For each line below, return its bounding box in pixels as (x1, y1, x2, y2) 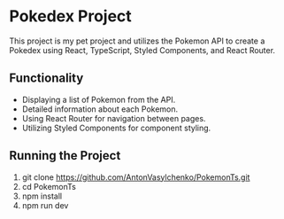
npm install (21, 191, 63, 201)
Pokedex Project (9, 6, 133, 27)
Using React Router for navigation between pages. (21, 113, 206, 123)
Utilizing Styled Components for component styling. (21, 122, 211, 133)
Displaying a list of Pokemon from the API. (21, 94, 176, 105)
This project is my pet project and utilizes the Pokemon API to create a (9, 35, 265, 46)
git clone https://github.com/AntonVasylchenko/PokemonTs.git (21, 171, 250, 183)
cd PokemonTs (21, 181, 77, 192)
